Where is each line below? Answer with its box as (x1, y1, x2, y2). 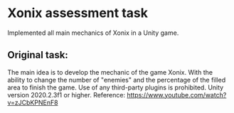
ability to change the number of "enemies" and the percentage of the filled (7, 75, 226, 84)
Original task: (7, 49, 69, 61)
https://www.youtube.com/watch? (127, 90, 227, 99)
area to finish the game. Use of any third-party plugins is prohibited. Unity (7, 83, 224, 92)
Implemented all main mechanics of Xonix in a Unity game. (7, 28, 179, 37)
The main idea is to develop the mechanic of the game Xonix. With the (7, 68, 213, 76)
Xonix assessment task (7, 5, 148, 21)
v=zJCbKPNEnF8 (7, 98, 58, 107)
